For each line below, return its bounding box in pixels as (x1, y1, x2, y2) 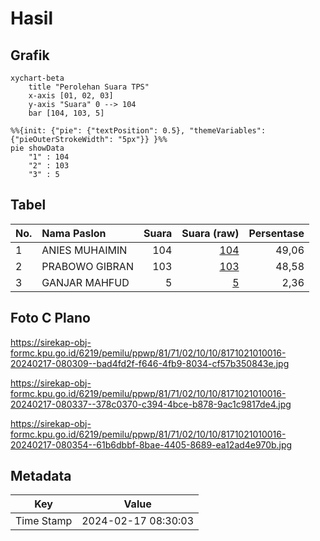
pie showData (10, 143, 65, 153)
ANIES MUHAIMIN (41, 243, 128, 257)
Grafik (10, 47, 50, 64)
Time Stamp (15, 514, 73, 528)
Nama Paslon (41, 226, 107, 240)
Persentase (248, 226, 305, 240)
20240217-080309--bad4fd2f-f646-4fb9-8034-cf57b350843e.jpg (10, 357, 290, 369)
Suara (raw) (181, 226, 240, 240)
